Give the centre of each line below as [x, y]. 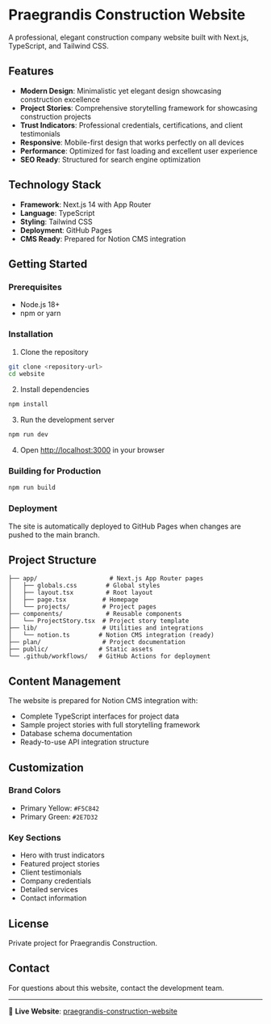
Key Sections [35, 837]
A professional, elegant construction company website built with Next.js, [129, 37]
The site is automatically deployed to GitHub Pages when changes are [125, 526]
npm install [28, 405]
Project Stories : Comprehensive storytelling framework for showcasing [139, 107]
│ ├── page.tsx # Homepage [73, 600]
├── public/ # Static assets [81, 649]
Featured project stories [60, 864]
